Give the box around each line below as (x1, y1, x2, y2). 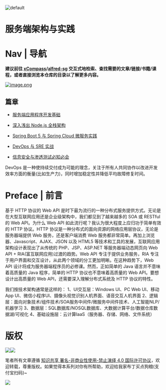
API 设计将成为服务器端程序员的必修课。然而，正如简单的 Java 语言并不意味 (5, 263, 161, 269)
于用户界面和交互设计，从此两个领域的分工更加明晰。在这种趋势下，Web (5, 257, 154, 263)
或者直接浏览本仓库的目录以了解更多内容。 (13, 72, 101, 78)
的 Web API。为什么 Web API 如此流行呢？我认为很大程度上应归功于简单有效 (5, 219, 162, 226)
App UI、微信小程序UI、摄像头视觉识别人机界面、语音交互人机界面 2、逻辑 (5, 292, 158, 298)
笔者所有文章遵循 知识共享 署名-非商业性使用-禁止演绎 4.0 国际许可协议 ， (5, 357, 156, 363)
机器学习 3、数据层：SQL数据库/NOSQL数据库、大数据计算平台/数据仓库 (5, 305, 154, 311)
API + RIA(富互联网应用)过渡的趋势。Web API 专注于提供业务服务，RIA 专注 (5, 251, 159, 257)
